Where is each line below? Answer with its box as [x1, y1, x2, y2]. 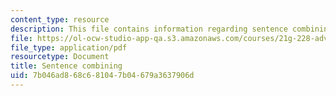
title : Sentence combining [10, 61, 123, 71]
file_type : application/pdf [10, 42, 128, 53]
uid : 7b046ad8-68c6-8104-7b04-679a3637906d [10, 71, 195, 81]
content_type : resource [10, 14, 110, 25]
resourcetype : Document [10, 52, 110, 62]
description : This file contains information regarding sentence [10, 24, 288, 34]
